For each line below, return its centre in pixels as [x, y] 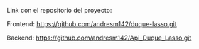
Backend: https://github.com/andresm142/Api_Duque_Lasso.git [99, 38]
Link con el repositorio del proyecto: [59, 10]
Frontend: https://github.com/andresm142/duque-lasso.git [92, 24]
